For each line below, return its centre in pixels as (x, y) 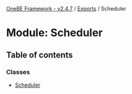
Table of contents (39, 55)
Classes (18, 72)
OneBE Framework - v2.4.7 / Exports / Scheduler (66, 9)
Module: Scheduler (55, 33)
